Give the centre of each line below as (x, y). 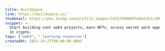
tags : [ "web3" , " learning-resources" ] (46, 37)
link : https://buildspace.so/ (36, 14)
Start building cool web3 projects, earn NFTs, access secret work (80, 28)
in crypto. (21, 32)
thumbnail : (16, 18)
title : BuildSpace (24, 9)
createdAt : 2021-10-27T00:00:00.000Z (44, 41)
